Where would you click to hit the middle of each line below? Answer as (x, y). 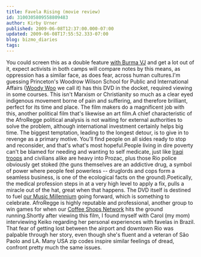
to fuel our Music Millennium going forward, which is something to (88, 196)
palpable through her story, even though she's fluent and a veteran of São (97, 234)
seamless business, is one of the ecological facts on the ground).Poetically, (100, 177)
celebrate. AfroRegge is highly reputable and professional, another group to (100, 202)
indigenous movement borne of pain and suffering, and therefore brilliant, (97, 100)
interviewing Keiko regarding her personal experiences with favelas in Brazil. (100, 222)
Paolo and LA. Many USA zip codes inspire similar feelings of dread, (90, 241)
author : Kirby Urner (32, 23)
